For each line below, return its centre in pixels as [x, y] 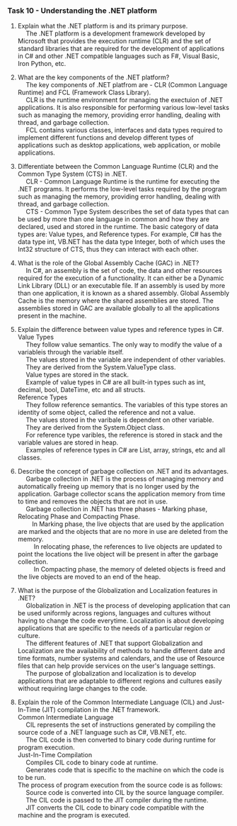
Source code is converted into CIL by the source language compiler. [125, 793]
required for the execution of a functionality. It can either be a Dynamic [121, 278]
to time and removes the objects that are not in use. [93, 501]
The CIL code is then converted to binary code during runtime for [121, 740]
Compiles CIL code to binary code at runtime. [92, 763]
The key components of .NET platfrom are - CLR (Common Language [127, 85]
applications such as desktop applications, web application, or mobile [119, 145]
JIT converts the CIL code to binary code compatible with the [115, 808]
